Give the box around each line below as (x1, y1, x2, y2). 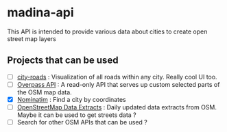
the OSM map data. (16, 88, 72, 96)
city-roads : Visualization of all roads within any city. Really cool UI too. (16, 72, 217, 81)
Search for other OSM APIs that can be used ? (16, 118, 147, 126)
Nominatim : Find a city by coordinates (16, 95, 126, 103)
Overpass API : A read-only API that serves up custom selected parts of (16, 80, 220, 88)
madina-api (7, 5, 74, 21)
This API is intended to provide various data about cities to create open (7, 27, 208, 36)
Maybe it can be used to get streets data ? (16, 111, 137, 119)
